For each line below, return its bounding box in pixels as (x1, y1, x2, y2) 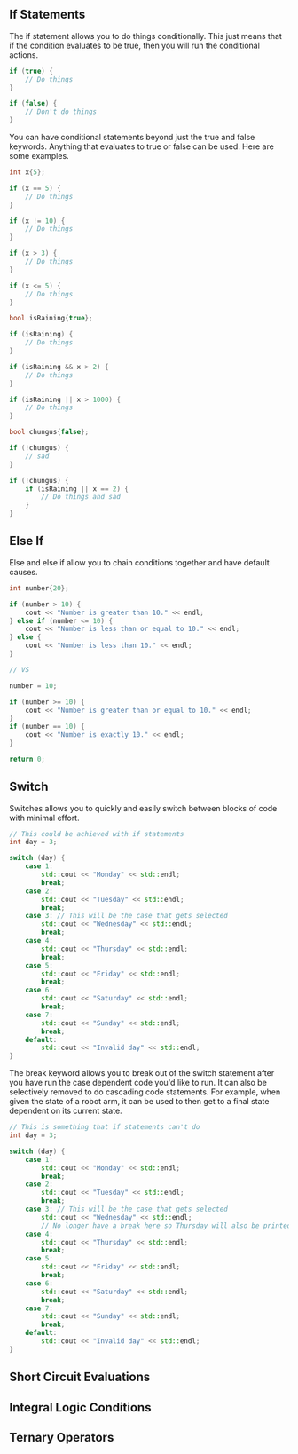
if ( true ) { (9, 67, 53, 75)
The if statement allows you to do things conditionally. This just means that (9, 30, 282, 41)
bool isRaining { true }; (9, 314, 93, 323)
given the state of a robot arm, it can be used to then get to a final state (9, 1096, 270, 1107)
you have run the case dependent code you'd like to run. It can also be (9, 1078, 268, 1088)
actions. (9, 49, 38, 60)
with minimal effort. (9, 812, 80, 823)
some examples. (9, 151, 69, 162)
